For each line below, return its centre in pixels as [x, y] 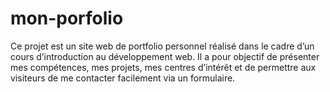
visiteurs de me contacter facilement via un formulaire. [123, 78]
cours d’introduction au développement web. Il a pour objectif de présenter [165, 56]
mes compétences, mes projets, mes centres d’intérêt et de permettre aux [163, 67]
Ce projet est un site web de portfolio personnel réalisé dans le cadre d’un [162, 46]
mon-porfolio [67, 18]
